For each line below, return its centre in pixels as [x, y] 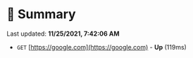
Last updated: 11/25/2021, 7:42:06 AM [63, 34]
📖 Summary [41, 14]
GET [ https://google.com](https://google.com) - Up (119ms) [102, 47]
